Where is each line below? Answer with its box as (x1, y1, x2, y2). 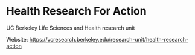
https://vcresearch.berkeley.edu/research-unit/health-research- (29, 36, 189, 43)
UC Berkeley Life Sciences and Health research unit (6, 24, 135, 31)
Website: (6, 36, 28, 43)
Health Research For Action (6, 4, 147, 18)
